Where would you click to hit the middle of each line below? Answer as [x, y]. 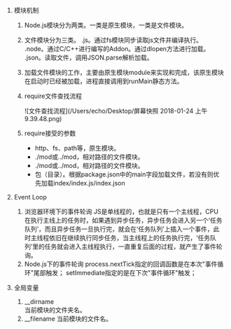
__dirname [39, 302]
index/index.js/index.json [89, 183]
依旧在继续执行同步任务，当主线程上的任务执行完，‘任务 [129, 238]
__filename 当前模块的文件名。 [68, 318]
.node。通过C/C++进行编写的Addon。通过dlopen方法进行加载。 [117, 49]
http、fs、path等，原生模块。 [77, 148]
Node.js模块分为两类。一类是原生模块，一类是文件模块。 [106, 25]
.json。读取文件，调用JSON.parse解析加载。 [89, 57]
